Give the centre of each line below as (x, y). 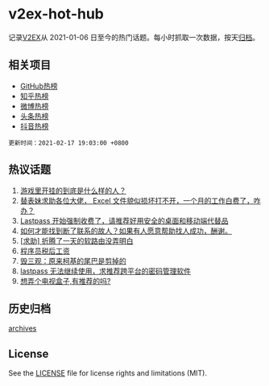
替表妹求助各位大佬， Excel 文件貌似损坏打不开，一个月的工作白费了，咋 (140, 200)
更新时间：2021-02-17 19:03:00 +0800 (68, 143)
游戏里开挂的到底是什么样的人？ (73, 191)
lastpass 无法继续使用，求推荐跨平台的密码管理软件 (106, 271)
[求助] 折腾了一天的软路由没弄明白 (77, 240)
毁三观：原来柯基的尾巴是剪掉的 (73, 261)
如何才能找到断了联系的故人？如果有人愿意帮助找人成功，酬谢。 (126, 231)
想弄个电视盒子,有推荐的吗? (65, 281)
